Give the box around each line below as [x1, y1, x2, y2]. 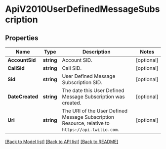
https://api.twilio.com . [62, 126, 120, 133]
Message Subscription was [62, 93, 125, 100]
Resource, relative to [62, 120, 110, 127]
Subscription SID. [62, 79, 102, 86]
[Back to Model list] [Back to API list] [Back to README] [5, 139, 119, 145]
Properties [5, 34, 39, 42]
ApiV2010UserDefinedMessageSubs [5, 3, 160, 15]
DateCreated [7, 93, 39, 100]
